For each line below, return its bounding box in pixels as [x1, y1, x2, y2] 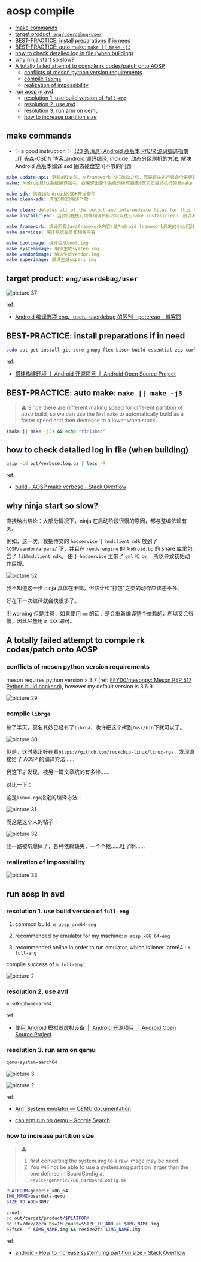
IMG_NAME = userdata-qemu [6, 1193, 66, 1200]
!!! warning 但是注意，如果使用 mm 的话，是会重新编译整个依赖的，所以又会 [6, 610, 189, 617]
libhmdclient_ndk [17, 553, 62, 559]
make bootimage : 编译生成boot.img [6, 240, 89, 246]
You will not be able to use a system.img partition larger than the [29, 1163, 188, 1171]
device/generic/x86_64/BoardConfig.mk [29, 1177, 127, 1183]
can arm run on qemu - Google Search [14, 1117, 111, 1124]
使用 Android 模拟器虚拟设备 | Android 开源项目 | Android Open [14, 1024, 176, 1032]
